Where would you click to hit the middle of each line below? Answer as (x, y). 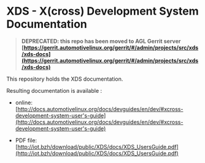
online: (24, 103)
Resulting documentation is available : (54, 90)
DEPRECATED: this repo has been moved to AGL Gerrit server (101, 41)
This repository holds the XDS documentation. (65, 79)
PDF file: (26, 140)
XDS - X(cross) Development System (102, 11)
